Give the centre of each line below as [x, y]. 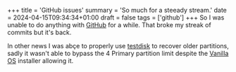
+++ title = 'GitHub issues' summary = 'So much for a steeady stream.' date [117, 10]
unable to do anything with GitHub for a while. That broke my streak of [109, 25]
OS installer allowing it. [41, 61]
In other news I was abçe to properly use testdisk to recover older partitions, [118, 46]
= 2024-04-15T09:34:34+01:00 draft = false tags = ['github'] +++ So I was [116, 17]
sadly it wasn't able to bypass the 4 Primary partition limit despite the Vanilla [118, 53]
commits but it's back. [39, 32]
